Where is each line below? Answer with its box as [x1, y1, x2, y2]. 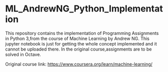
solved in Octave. [5, 51, 41, 57]
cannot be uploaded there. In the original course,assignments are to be [5, 46, 152, 52]
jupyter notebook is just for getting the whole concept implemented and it [5, 40, 157, 46]
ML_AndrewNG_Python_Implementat [5, 3, 163, 14]
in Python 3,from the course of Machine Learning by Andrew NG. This [5, 35, 149, 41]
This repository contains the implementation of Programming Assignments [5, 30, 159, 36]
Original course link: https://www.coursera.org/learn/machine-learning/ [5, 61, 153, 67]
